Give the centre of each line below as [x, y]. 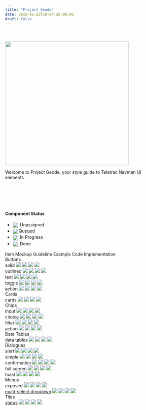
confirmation [18, 362]
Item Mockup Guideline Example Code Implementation [60, 254]
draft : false [18, 19]
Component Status [25, 214]
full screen [16, 368]
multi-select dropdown [28, 391]
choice [12, 317]
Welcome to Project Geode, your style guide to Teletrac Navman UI [73, 172]
